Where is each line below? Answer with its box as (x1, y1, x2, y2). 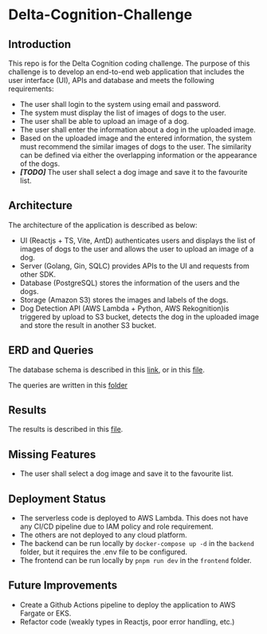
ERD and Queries (8, 343, 94, 357)
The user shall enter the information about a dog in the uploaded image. (19, 125, 257, 134)
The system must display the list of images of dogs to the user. (19, 108, 227, 117)
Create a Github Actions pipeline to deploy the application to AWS (19, 600, 236, 609)
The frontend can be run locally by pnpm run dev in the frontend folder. (19, 556, 253, 565)
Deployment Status (8, 492, 106, 505)
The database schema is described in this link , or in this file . (8, 365, 206, 374)
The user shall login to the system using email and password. (19, 100, 221, 109)
